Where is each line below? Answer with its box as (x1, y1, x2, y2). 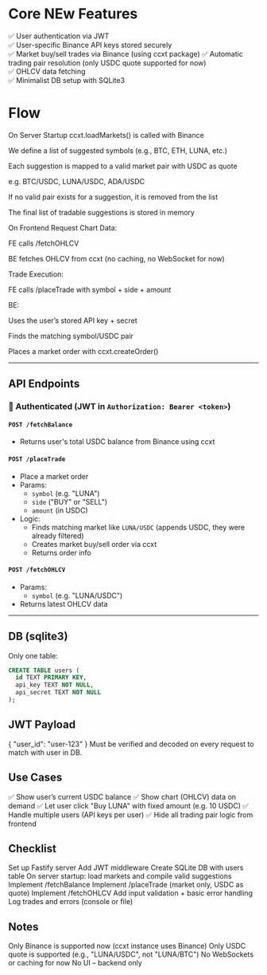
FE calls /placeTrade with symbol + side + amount (8, 285, 172, 294)
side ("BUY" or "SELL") (31, 497, 108, 506)
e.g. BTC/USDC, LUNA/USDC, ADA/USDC (8, 176, 145, 186)
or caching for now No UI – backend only (8, 958, 143, 968)
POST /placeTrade (8, 455, 66, 463)
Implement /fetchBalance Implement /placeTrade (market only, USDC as (8, 880, 244, 890)
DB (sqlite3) (8, 630, 68, 643)
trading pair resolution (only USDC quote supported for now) (8, 57, 207, 68)
